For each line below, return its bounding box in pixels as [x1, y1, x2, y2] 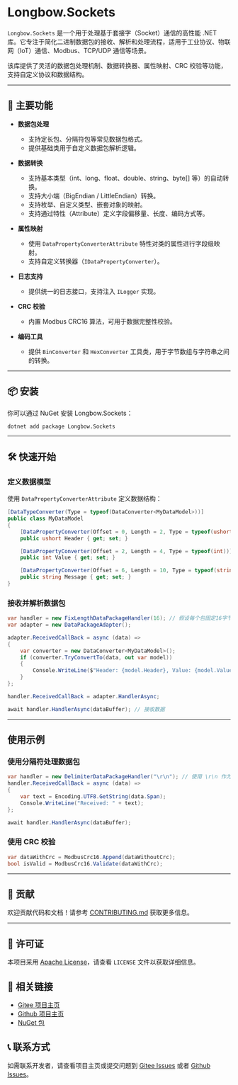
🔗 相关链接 [7, 980, 53, 992]
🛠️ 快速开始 [7, 450, 57, 462]
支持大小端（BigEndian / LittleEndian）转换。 [28, 191, 160, 200]
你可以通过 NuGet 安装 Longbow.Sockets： [7, 409, 133, 417]
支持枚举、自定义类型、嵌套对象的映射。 [28, 200, 147, 209]
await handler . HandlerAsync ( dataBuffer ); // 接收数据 [7, 705, 165, 712]
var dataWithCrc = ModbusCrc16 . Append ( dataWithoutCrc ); [7, 853, 176, 860]
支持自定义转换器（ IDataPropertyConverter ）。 [28, 256, 164, 266]
